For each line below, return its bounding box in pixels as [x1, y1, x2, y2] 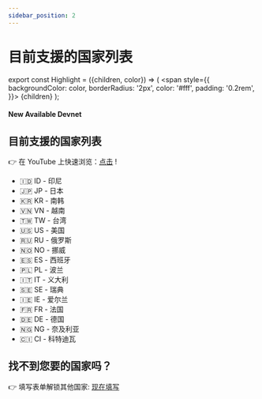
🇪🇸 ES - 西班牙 [19, 254, 71, 265]
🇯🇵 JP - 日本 [19, 186, 64, 195]
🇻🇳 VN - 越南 [19, 205, 65, 215]
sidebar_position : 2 [8, 11, 77, 20]
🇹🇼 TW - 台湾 [19, 215, 67, 225]
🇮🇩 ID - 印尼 [19, 175, 62, 186]
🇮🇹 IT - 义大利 [19, 274, 69, 284]
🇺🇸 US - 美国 [19, 225, 65, 235]
